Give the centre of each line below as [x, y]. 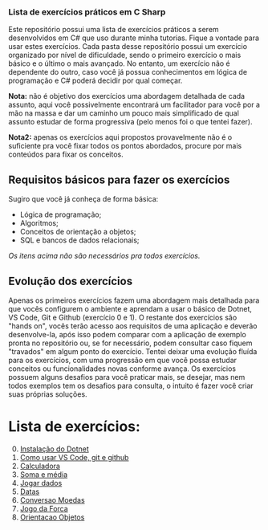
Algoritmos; [39, 223]
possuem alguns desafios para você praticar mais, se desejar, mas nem [127, 377]
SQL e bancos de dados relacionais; [79, 240]
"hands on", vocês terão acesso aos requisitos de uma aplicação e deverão [133, 326]
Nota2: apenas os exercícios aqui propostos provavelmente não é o [120, 137]
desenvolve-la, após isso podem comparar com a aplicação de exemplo [127, 334]
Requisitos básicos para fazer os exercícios [119, 179]
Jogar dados [41, 483]
